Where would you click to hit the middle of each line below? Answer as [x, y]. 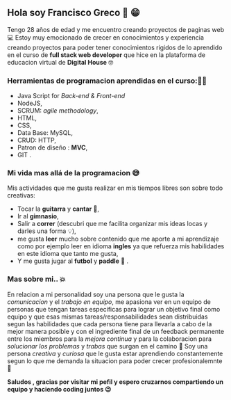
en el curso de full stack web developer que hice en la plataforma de [106, 55]
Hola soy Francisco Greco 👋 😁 [74, 13]
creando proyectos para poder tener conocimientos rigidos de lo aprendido [115, 47]
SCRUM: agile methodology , [58, 111]
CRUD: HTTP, [37, 141]
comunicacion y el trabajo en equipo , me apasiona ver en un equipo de [109, 302]
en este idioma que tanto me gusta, [68, 254]
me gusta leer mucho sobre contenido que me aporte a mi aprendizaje [118, 239]
